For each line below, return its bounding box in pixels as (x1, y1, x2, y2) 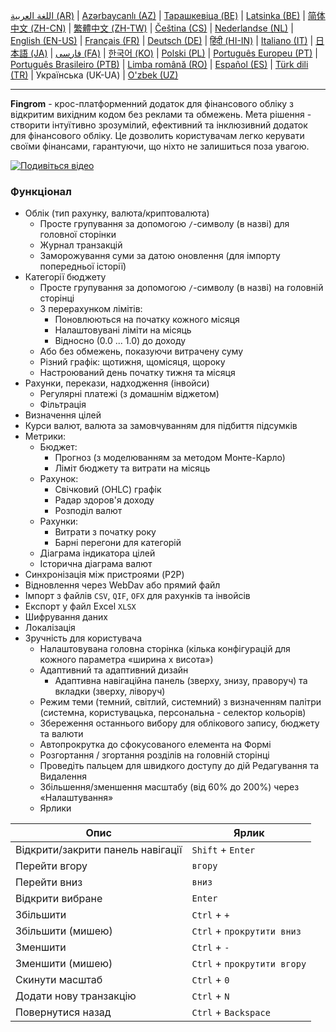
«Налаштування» (39, 792, 114, 804)
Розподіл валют (54, 505, 123, 517)
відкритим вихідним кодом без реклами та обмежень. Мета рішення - (10, 109, 312, 120)
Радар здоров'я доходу (54, 494, 155, 506)
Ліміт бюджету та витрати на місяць (54, 462, 211, 474)
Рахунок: (39, 473, 79, 485)
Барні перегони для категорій (54, 537, 182, 549)
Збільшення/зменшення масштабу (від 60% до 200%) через (39, 781, 300, 793)
